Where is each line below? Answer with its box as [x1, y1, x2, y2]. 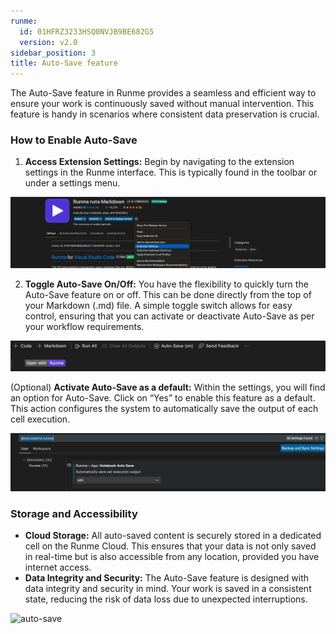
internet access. [24, 561, 92, 574]
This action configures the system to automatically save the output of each [10, 402, 319, 414]
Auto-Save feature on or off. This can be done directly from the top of [24, 289, 312, 301]
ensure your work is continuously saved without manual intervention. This [10, 98, 315, 110]
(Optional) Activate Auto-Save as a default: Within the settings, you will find [10, 381, 326, 393]
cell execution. [10, 413, 71, 425]
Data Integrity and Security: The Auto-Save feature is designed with [24, 572, 310, 584]
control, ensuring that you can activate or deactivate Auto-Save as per [24, 310, 315, 322]
